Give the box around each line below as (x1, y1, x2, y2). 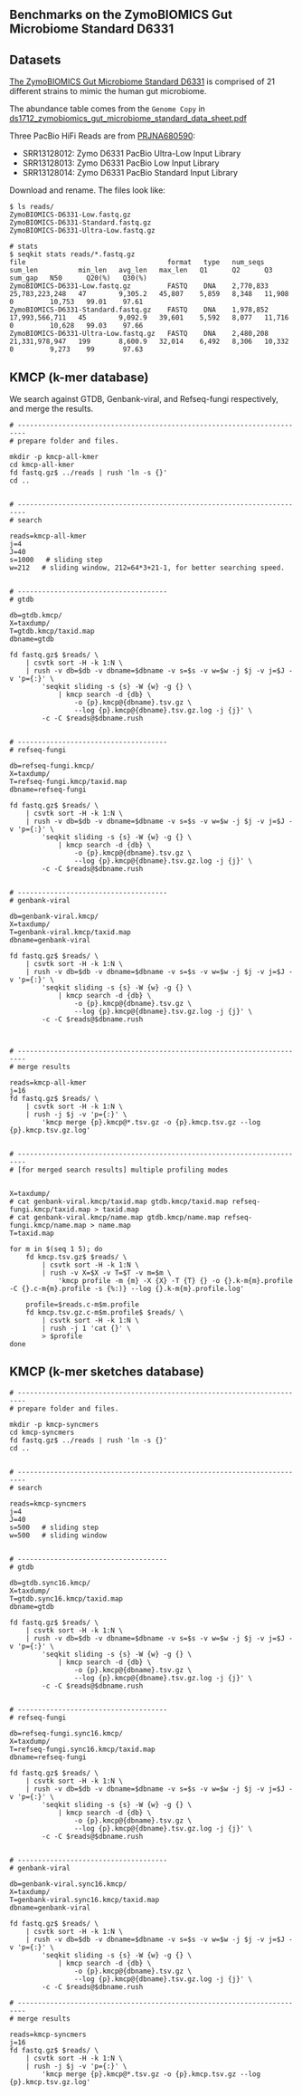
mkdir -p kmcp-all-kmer (9, 453, 99, 462)
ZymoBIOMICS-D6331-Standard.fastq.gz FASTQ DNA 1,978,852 (9, 305, 269, 315)
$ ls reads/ (9, 203, 54, 212)
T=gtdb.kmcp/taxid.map (9, 627, 95, 636)
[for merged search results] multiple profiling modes (17, 1165, 229, 1175)
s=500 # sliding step (9, 1523, 99, 1532)
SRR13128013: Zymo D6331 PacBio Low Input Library (22, 158, 220, 168)
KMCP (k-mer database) (9, 369, 149, 385)
